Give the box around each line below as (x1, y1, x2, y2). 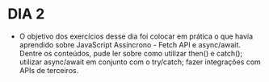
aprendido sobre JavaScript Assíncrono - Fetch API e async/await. (19, 39, 242, 49)
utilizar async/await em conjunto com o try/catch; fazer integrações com (19, 57, 262, 67)
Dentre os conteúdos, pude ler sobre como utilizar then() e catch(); (19, 48, 243, 58)
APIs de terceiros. (19, 65, 79, 75)
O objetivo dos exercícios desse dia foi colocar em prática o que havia (19, 31, 254, 41)
